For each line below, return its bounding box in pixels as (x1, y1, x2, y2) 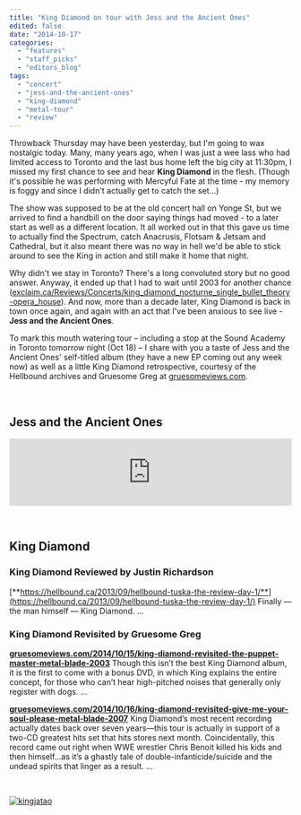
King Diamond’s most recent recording (129, 713, 272, 724)
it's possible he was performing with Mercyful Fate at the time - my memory (9, 176, 289, 186)
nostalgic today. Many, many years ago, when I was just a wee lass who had (9, 147, 291, 158)
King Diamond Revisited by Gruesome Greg (9, 628, 202, 640)
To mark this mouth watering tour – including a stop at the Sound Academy (9, 333, 286, 343)
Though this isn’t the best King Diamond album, (111, 657, 288, 668)
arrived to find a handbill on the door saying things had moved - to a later (9, 212, 279, 223)
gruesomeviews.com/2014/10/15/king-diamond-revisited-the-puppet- (9, 647, 279, 659)
